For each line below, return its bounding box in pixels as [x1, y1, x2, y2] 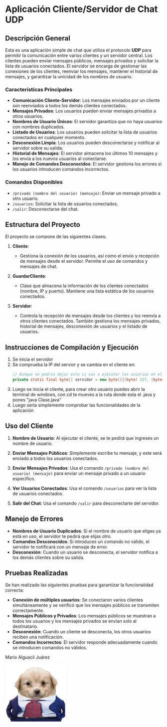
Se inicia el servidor [12, 357, 53, 363]
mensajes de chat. [19, 263, 58, 270]
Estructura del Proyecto [5, 220, 81, 229]
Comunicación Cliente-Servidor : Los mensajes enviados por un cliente [12, 97, 161, 103]
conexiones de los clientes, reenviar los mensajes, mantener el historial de [5, 68, 158, 74]
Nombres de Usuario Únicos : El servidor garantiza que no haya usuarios [12, 119, 162, 125]
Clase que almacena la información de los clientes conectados [19, 283, 149, 289]
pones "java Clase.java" [12, 396, 61, 402]
